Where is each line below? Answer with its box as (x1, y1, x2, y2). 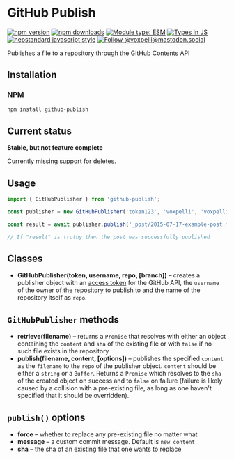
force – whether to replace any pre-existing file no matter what (17, 430, 198, 438)
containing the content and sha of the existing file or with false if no (17, 339, 212, 348)
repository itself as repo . (17, 293, 87, 302)
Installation (7, 69, 57, 81)
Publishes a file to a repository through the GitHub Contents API (7, 49, 190, 57)
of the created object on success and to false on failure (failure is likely (17, 376, 223, 385)
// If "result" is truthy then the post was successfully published (7, 233, 210, 240)
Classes (7, 253, 43, 265)
